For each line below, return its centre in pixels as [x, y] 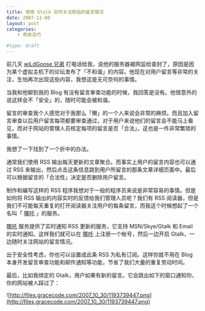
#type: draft [23, 46]
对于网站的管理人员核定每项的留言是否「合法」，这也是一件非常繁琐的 [109, 128]
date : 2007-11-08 [28, 18]
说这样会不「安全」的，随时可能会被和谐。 [60, 100]
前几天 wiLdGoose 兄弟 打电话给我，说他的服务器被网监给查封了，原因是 [98, 64]
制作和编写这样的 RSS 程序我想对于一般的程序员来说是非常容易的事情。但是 [101, 190]
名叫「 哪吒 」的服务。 [34, 213]
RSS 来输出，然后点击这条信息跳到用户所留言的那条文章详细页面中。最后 [105, 170]
